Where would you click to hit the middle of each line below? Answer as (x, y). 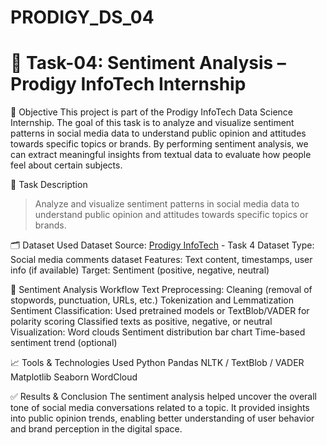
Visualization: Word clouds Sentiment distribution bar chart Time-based (158, 332)
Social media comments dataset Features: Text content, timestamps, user (161, 260)
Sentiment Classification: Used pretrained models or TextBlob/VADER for (160, 311)
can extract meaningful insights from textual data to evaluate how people (161, 155)
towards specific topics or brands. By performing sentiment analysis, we (159, 144)
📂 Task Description (49, 185)
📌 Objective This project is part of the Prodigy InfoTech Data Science (152, 112)
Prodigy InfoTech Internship (128, 84)
